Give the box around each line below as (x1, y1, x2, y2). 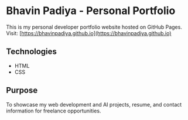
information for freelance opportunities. (6, 107, 101, 114)
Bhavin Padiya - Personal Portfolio (6, 4, 176, 18)
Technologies (6, 47, 57, 57)
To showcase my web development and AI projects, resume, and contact (6, 101, 182, 108)
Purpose (6, 85, 38, 95)
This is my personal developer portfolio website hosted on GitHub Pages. (6, 23, 183, 30)
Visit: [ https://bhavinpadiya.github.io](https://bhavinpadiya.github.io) (6, 29, 172, 36)
